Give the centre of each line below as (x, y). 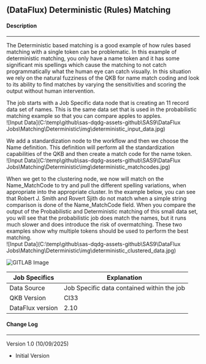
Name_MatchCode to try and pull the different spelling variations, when (97, 185)
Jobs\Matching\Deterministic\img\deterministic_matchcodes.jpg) (88, 167)
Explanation (124, 277)
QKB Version (28, 298)
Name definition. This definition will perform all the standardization (90, 147)
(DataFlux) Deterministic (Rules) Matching (89, 10)
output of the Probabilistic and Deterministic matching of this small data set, (102, 211)
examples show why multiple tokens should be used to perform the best (97, 231)
